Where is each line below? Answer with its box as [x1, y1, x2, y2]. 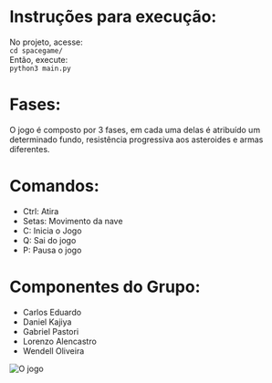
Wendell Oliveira [22, 345, 85, 357]
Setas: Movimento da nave [22, 215, 123, 226]
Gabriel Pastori [22, 326, 79, 336]
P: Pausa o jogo [22, 244, 82, 255]
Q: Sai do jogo [22, 234, 77, 245]
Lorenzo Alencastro [22, 336, 98, 347]
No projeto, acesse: [9, 36, 84, 47]
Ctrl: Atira [22, 205, 59, 216]
